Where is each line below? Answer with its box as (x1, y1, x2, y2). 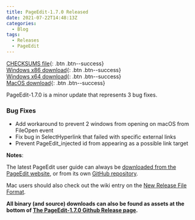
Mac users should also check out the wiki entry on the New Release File (6, 182, 187, 189)
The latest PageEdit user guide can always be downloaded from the (6, 163, 177, 171)
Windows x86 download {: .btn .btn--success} (6, 66, 121, 73)
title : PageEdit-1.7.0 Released (6, 9, 88, 15)
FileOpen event (15, 127, 54, 134)
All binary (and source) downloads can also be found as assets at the (6, 200, 185, 208)
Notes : (6, 152, 24, 159)
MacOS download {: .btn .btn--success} (6, 79, 105, 86)
